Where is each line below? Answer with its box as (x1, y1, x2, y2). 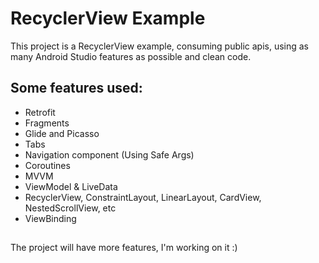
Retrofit (24, 106, 56, 118)
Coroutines (24, 159, 71, 171)
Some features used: (10, 80, 143, 97)
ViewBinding (24, 212, 77, 224)
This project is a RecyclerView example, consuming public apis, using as (10, 40, 310, 52)
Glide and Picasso (24, 127, 100, 139)
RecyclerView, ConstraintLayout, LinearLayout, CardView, (24, 191, 262, 203)
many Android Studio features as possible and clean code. (10, 50, 252, 62)
